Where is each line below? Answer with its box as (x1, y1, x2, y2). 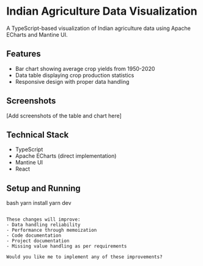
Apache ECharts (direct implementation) (15, 152, 117, 160)
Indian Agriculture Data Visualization (6, 4, 197, 18)
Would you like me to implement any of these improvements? (6, 254, 163, 260)
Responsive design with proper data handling (15, 78, 130, 85)
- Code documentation (6, 232, 62, 239)
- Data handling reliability (6, 222, 81, 228)
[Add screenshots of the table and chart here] (6, 112, 122, 119)
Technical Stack (6, 130, 69, 140)
